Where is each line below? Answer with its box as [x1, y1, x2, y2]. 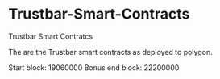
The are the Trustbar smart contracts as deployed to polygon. [8, 47, 213, 56]
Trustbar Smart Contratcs [8, 31, 93, 41]
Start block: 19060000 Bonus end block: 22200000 [8, 62, 180, 73]
